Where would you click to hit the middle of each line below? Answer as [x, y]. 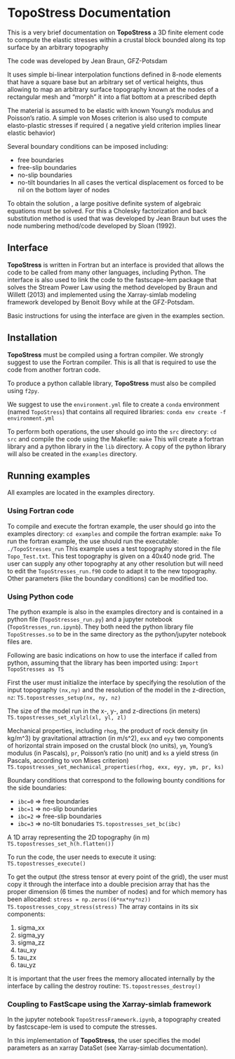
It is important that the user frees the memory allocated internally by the [111, 978]
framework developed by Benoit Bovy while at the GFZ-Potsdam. [101, 302]
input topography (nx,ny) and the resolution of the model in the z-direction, [116, 690]
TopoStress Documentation [89, 13]
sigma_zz [31, 943]
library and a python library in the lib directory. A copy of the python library [117, 446]
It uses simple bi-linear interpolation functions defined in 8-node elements [115, 74]
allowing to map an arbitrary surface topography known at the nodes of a [113, 89]
